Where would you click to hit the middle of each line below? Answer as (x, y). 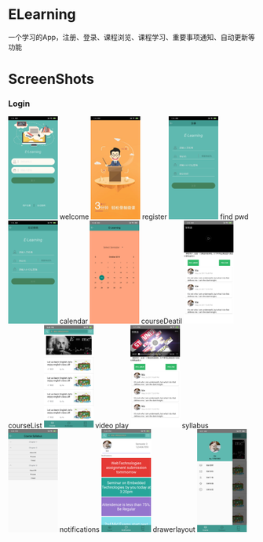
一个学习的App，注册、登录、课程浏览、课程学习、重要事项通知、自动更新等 (131, 37)
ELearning (42, 15)
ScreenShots (51, 79)
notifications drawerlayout (128, 529)
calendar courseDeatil (121, 321)
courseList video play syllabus (109, 425)
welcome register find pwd (154, 216)
